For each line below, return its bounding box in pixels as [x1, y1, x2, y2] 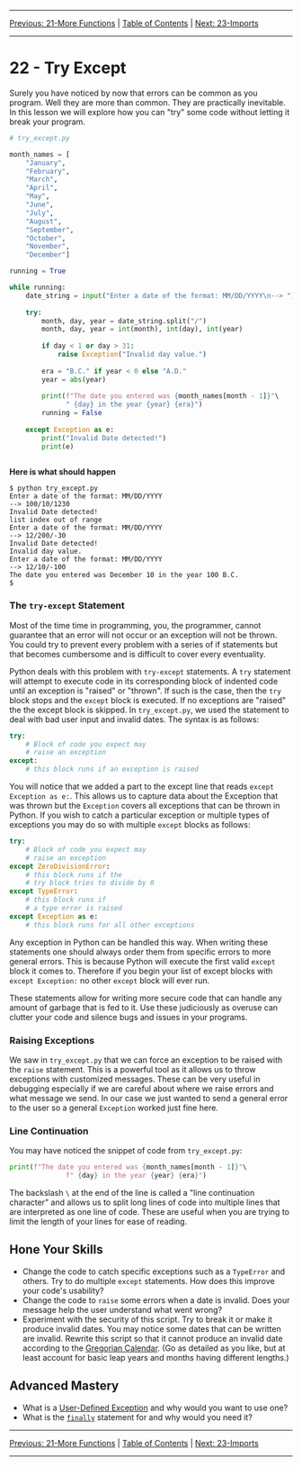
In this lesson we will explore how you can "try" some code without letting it [9, 106, 290, 117]
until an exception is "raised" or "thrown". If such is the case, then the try [9, 685, 281, 696]
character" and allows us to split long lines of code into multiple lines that [9, 1197, 280, 1208]
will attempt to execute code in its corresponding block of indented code [9, 675, 279, 686]
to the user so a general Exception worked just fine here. [9, 1102, 218, 1113]
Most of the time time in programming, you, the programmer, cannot [9, 620, 262, 630]
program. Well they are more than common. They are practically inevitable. [9, 96, 286, 108]
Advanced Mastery [9, 1379, 120, 1394]
